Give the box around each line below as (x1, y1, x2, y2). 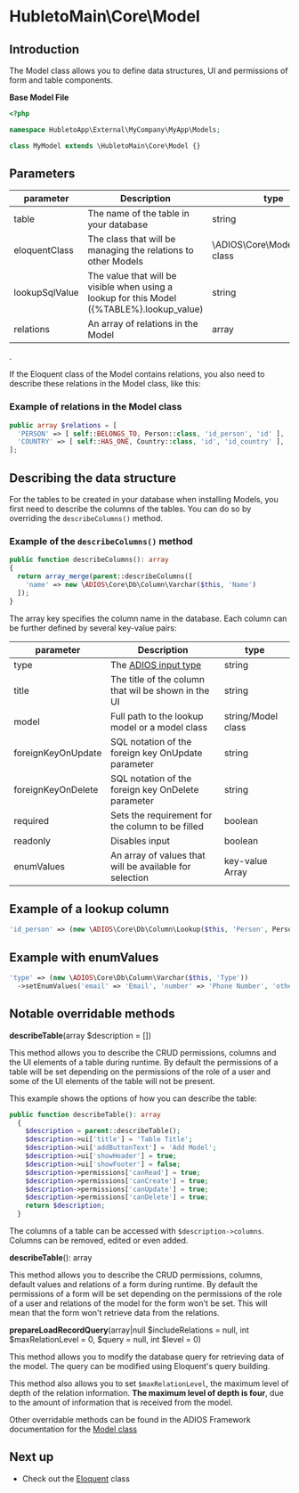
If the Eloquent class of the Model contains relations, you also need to (9, 369, 265, 379)
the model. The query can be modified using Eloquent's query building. (9, 1361, 271, 1372)
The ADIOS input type (109, 658, 202, 671)
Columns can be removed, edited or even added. (9, 1236, 189, 1246)
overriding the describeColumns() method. (9, 513, 163, 524)
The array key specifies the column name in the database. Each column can (9, 613, 287, 624)
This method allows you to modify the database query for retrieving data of (9, 1351, 285, 1362)
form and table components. (9, 75, 114, 86)
